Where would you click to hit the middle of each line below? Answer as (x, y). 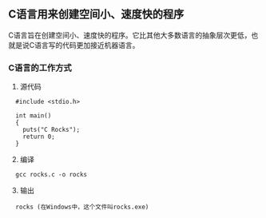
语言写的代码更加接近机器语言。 (87, 45)
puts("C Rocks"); (52, 130)
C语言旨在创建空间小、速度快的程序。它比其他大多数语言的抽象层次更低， (130, 35)
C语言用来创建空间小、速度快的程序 (96, 14)
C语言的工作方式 (40, 68)
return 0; (39, 137)
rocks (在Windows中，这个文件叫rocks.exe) (82, 207)
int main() (34, 116)
